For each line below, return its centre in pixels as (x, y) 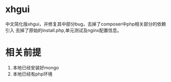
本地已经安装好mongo (36, 67)
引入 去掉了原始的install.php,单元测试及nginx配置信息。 (63, 30)
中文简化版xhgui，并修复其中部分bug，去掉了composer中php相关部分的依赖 (86, 24)
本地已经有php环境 (32, 74)
